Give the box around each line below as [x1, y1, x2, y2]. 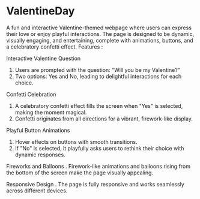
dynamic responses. [14, 151, 65, 158]
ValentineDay [6, 4, 75, 18]
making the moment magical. [14, 108, 87, 116]
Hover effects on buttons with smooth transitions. [14, 138, 138, 145]
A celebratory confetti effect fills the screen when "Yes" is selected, [14, 102, 183, 109]
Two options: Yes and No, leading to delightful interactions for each [14, 73, 182, 80]
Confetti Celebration [6, 91, 56, 98]
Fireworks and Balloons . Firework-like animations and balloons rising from [6, 162, 191, 170]
